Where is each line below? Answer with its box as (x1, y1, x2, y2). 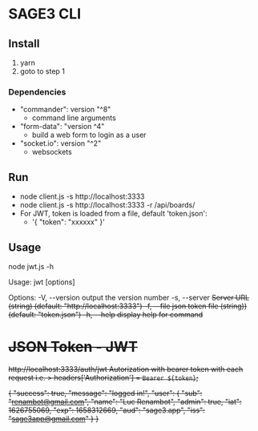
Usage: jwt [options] (8, 277, 75, 287)
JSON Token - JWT (8, 338, 139, 356)
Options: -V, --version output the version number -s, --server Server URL (8, 292, 250, 302)
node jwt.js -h (8, 261, 54, 271)
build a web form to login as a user (31, 130, 147, 140)
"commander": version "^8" (19, 105, 111, 115)
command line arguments (31, 113, 116, 123)
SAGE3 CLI (8, 5, 82, 23)
